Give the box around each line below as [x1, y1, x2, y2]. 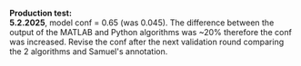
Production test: [9, 8, 73, 18]
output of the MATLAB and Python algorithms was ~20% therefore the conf [9, 27, 293, 37]
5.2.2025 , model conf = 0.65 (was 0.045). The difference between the [9, 17, 275, 28]
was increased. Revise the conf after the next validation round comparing [9, 36, 285, 47]
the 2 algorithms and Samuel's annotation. [9, 46, 168, 57]
